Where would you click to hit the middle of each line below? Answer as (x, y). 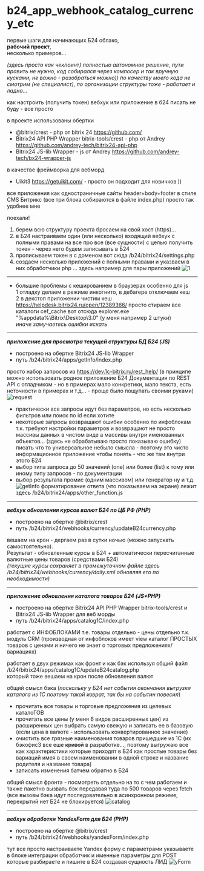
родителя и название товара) (54, 764)
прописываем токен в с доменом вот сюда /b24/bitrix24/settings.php (105, 255)
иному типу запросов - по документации (69, 473)
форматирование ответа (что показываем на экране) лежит (119, 486)
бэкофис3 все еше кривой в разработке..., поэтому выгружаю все (102, 744)
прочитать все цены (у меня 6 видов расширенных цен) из (92, 719)
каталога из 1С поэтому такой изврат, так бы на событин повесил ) (94, 694)
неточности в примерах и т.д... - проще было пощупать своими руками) (100, 391)
